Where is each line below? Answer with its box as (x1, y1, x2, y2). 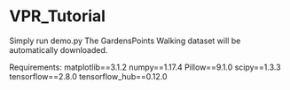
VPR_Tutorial (9, 6, 106, 26)
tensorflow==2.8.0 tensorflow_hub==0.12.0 (9, 71, 168, 81)
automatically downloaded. (9, 44, 108, 55)
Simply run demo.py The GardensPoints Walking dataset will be (9, 35, 241, 46)
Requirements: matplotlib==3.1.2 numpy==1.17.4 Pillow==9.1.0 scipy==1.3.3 (9, 62, 281, 72)
